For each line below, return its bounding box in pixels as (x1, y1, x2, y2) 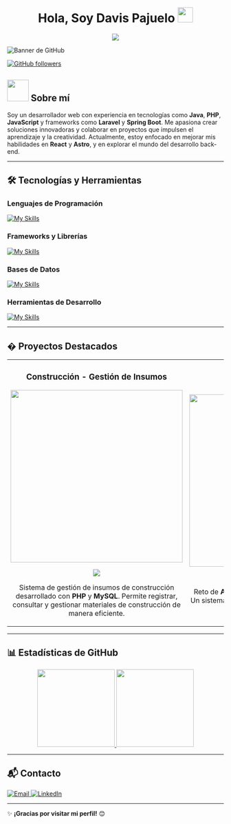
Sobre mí (30, 92, 70, 104)
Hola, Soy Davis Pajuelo (37, 10, 175, 26)
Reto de (193, 587, 219, 596)
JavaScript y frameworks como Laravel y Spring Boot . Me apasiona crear (7, 118, 218, 126)
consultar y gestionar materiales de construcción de (12, 600, 181, 610)
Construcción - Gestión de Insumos (26, 372, 167, 383)
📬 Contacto (7, 767, 61, 779)
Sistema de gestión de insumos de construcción (19, 583, 175, 592)
